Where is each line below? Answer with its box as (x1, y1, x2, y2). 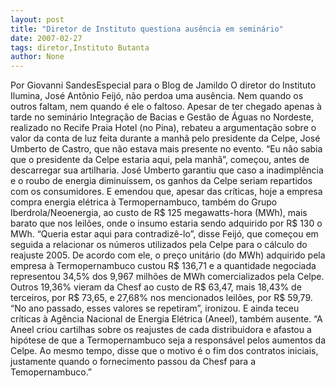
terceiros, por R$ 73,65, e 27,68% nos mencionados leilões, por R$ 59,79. (10, 292, 313, 304)
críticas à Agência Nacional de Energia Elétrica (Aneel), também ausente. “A (10, 313, 323, 325)
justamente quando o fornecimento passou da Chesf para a (10, 356, 256, 368)
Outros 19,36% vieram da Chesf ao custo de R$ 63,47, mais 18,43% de (10, 281, 302, 293)
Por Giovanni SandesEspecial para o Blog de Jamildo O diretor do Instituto (10, 79, 317, 91)
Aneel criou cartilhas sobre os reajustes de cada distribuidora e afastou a (10, 324, 312, 336)
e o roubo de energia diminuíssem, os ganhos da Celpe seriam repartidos (10, 175, 313, 187)
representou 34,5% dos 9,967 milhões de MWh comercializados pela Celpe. (10, 271, 325, 283)
